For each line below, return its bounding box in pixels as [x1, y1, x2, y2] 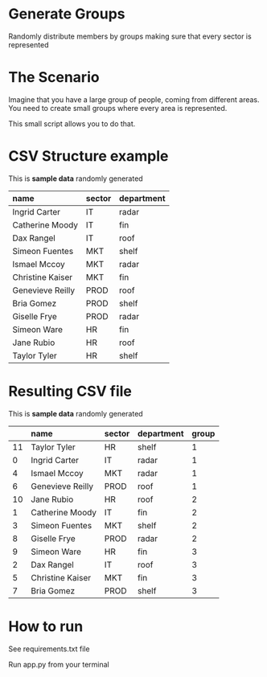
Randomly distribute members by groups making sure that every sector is [8, 31, 252, 41]
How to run [8, 617, 84, 635]
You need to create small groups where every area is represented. [8, 103, 228, 113]
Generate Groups [8, 5, 126, 23]
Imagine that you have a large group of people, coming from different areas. [8, 94, 260, 105]
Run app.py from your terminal [8, 659, 110, 669]
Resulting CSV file [8, 383, 133, 400]
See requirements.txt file [8, 644, 90, 654]
